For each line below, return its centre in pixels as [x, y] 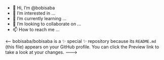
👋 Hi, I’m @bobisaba [34, 8]
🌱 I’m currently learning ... [39, 18]
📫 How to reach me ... [36, 29]
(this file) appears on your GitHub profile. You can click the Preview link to [82, 47]
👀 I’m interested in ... [34, 13]
